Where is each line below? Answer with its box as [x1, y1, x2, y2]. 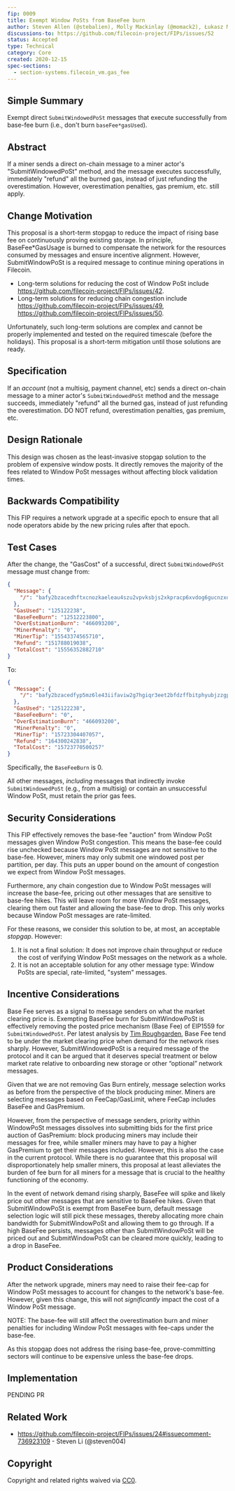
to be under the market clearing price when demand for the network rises [7, 1036, 219, 1045]
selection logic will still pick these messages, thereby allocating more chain [7, 1211, 224, 1220]
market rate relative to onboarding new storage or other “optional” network [7, 1059, 223, 1067]
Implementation [7, 1373, 78, 1384]
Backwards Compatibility [7, 495, 120, 507]
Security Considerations [7, 812, 117, 824]
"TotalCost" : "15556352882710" [13, 646, 105, 653]
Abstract [7, 141, 47, 153]
